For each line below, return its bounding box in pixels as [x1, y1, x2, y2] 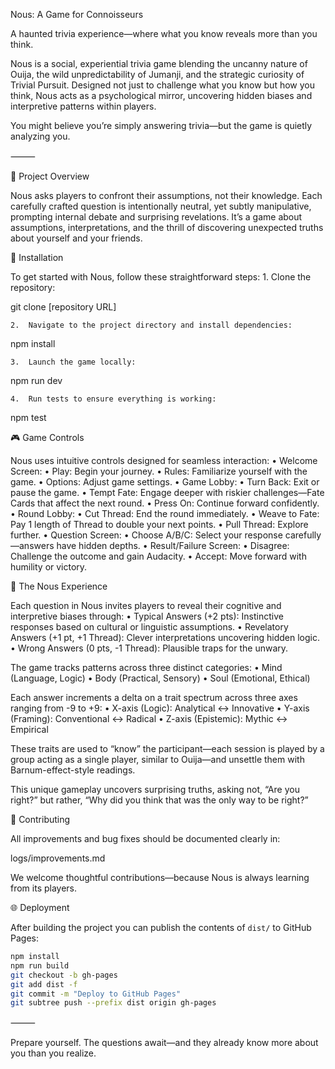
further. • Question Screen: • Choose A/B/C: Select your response [10, 529, 283, 541]
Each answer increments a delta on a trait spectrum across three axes [10, 692, 298, 703]
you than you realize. [10, 1047, 97, 1059]
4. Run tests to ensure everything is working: [10, 394, 217, 404]
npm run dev [10, 375, 63, 386]
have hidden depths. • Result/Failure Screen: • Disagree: [56, 540, 290, 551]
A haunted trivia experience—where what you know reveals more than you [10, 28, 318, 39]
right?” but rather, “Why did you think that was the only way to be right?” [10, 794, 309, 806]
